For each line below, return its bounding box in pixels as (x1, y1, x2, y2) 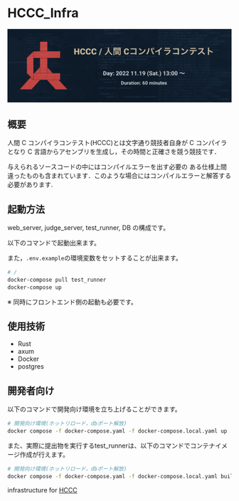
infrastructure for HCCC (7, 485, 78, 494)
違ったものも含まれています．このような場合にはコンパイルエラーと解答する (7, 172, 232, 180)
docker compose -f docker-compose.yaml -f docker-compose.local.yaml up (7, 428, 228, 435)
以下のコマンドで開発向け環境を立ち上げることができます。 (7, 405, 181, 413)
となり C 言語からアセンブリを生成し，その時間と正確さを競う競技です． (7, 147, 221, 156)
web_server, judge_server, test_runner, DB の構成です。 (7, 223, 169, 232)
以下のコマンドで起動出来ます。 (7, 238, 101, 247)
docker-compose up (7, 283, 62, 291)
